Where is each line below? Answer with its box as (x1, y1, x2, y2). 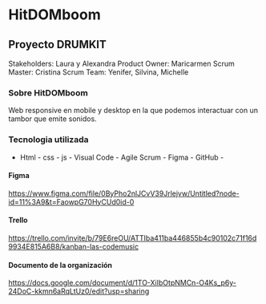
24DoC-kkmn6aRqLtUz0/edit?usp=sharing (8, 286, 150, 296)
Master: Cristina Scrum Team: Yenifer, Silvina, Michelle (8, 67, 189, 77)
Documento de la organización (8, 260, 112, 270)
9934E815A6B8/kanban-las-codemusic (8, 242, 139, 251)
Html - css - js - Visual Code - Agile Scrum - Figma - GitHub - (19, 152, 224, 162)
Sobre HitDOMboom (8, 87, 88, 98)
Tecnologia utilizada (8, 134, 89, 145)
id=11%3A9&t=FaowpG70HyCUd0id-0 (8, 197, 135, 206)
